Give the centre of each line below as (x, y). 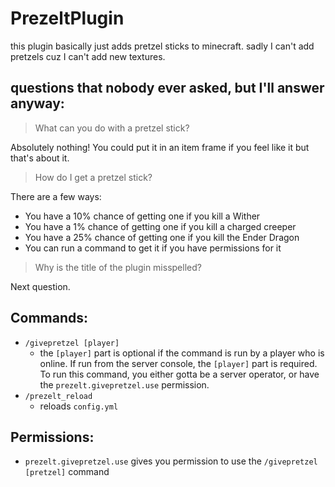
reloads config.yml (79, 406)
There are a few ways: (56, 196)
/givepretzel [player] (72, 343)
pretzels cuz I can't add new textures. (88, 56)
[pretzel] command (67, 472)
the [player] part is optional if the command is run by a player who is (182, 353)
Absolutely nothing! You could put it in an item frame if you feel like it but (160, 147)
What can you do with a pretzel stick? (112, 128)
